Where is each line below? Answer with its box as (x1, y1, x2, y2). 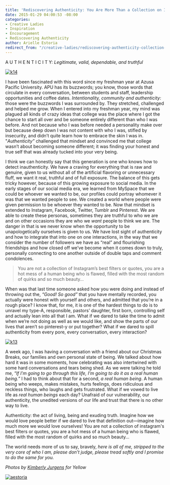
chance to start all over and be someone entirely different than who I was (5, 116, 158, 122)
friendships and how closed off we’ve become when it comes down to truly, (5, 244, 163, 251)
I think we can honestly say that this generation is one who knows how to (5, 158, 158, 165)
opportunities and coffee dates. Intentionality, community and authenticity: (5, 95, 161, 101)
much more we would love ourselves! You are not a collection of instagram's (5, 423, 164, 429)
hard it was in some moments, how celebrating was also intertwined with (5, 359, 157, 365)
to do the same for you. (5, 454, 54, 460)
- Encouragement (5, 31, 39, 36)
